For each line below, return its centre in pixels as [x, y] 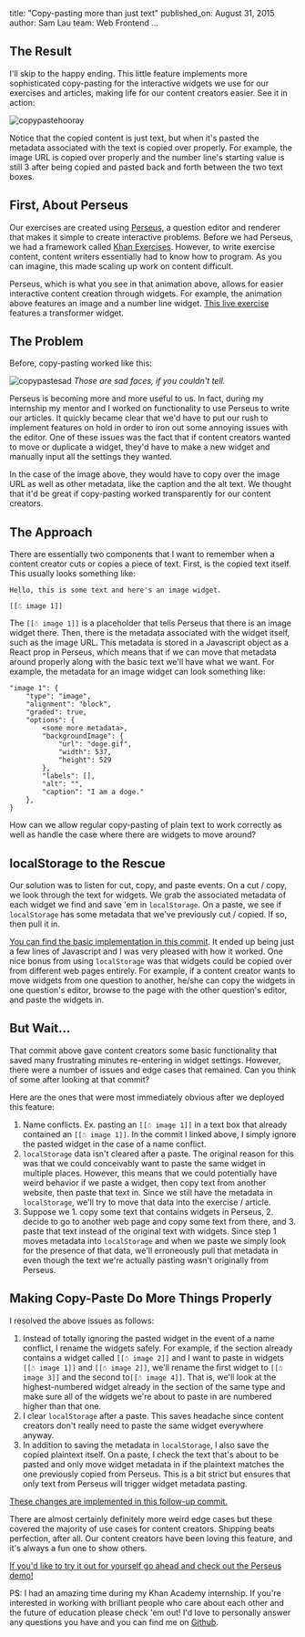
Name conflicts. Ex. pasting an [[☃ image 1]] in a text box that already [155, 1124]
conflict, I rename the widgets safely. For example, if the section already [158, 1348]
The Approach [51, 532]
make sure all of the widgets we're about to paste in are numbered [147, 1396]
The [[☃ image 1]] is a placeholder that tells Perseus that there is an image [150, 623]
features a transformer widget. [67, 313]
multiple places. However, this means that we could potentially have [150, 1173]
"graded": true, [57, 712]
